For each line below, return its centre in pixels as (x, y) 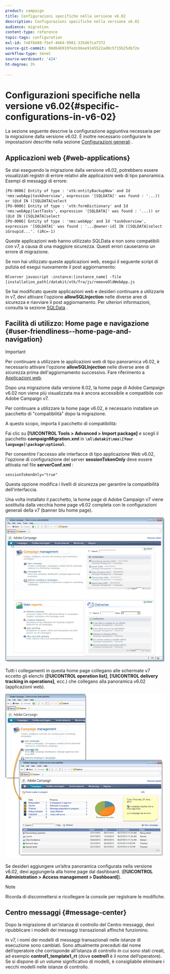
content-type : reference (31, 32)
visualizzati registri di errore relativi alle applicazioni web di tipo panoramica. (85, 176)
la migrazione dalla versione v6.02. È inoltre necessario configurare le (78, 137)
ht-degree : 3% (20, 64)
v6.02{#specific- (82, 106)
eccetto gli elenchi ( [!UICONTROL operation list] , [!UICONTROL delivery (82, 676)
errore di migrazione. (27, 252)
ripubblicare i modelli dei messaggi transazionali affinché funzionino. (77, 930)
